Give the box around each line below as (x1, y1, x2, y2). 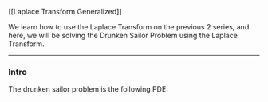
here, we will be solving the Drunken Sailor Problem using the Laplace (8, 31, 238, 40)
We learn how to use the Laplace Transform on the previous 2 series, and (8, 22, 250, 31)
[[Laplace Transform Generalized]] (8, 7, 122, 16)
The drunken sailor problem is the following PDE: (8, 84, 169, 94)
